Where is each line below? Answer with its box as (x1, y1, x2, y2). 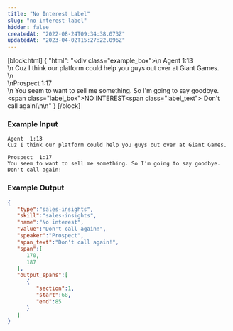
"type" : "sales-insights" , (16, 205, 94, 213)
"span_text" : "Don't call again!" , (16, 239, 119, 246)
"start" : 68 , (36, 291, 72, 298)
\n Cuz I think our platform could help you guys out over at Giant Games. (7, 64, 220, 72)
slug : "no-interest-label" (7, 17, 87, 24)
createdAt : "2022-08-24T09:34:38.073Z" (7, 30, 126, 38)
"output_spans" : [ (16, 271, 69, 279)
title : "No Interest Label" (7, 10, 91, 18)
